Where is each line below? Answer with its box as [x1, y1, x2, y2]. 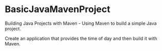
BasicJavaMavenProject [5, 4, 111, 15]
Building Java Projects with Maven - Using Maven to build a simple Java [5, 20, 157, 26]
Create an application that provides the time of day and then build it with [5, 35, 157, 41]
